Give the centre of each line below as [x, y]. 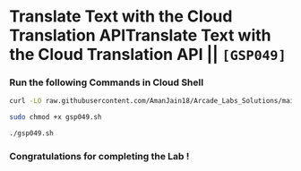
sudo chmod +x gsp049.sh [56, 117]
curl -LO [26, 101]
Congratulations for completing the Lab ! [99, 157]
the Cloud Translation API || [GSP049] [148, 55]
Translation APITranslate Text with [140, 35]
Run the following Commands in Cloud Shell [107, 82]
